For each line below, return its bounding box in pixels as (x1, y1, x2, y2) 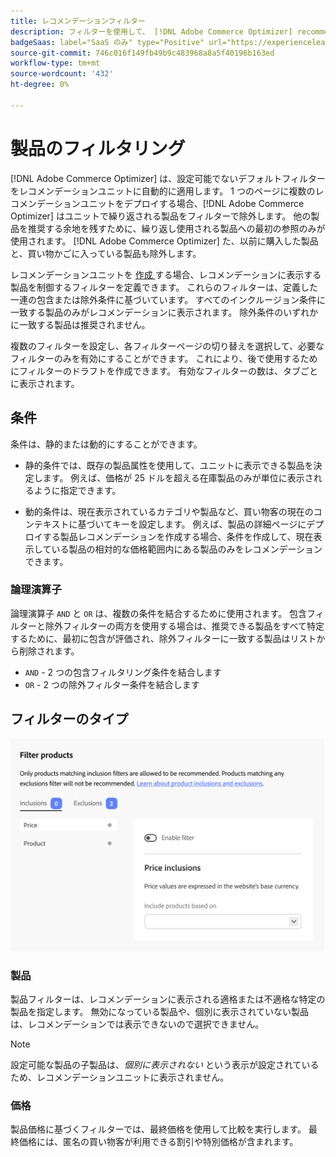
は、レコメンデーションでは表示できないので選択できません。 (10, 1018, 265, 1030)
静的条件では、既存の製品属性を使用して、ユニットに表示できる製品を (24, 459, 314, 471)
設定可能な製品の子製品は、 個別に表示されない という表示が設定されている (10, 1059, 320, 1070)
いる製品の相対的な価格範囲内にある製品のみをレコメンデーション (51, 543, 323, 555)
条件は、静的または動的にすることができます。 (10, 438, 203, 450)
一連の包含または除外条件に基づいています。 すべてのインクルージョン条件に (10, 293, 326, 305)
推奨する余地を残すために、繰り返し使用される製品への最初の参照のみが (27, 222, 326, 234)
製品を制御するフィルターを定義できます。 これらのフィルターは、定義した (10, 281, 318, 293)
